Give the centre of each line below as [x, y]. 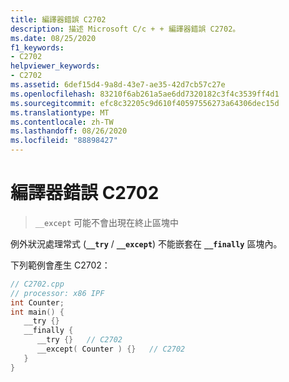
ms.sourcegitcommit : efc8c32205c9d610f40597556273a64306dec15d [145, 103]
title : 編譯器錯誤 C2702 [58, 19]
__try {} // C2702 [79, 340]
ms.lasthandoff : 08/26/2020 [69, 131]
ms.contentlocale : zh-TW [62, 122]
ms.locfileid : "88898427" [64, 141]
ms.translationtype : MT [60, 112]
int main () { [37, 312]
